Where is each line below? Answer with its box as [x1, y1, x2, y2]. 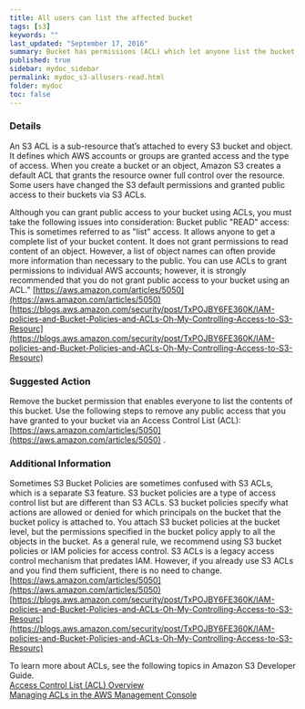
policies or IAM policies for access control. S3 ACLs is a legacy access [9, 546, 275, 557]
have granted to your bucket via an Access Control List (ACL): [9, 415, 241, 426]
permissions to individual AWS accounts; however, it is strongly [9, 265, 247, 276]
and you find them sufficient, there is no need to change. [9, 565, 223, 576]
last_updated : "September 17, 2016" [9, 38, 148, 48]
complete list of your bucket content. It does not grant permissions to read [9, 235, 289, 246]
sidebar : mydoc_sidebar [9, 65, 100, 74]
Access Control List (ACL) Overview [9, 680, 145, 691]
